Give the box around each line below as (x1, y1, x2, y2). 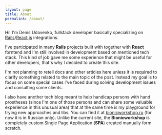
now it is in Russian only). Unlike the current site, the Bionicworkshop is (5, 115, 150, 121)
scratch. (5, 125, 22, 131)
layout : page (5, 7, 32, 12)
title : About (5, 12, 32, 17)
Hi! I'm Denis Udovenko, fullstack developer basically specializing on (5, 30, 143, 36)
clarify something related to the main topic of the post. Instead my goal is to (5, 74, 157, 80)
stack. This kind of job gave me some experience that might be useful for (5, 55, 152, 60)
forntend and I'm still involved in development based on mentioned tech (5, 49, 149, 55)
